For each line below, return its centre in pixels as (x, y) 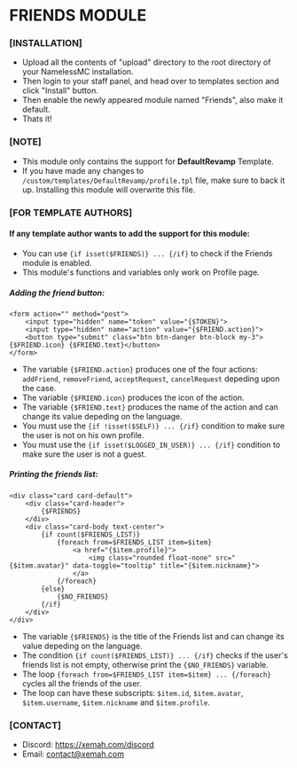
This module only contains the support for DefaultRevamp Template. (148, 161)
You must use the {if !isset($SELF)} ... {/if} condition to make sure (153, 426)
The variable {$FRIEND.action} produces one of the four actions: (140, 369)
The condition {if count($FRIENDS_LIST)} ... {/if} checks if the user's (155, 655)
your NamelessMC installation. (78, 72)
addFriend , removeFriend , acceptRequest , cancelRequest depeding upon (151, 379)
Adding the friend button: (57, 293)
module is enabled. (57, 263)
